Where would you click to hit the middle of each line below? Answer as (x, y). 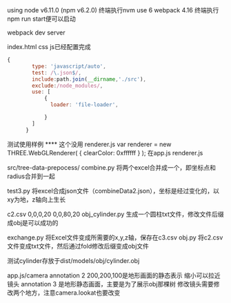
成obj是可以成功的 (33, 222)
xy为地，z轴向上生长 (37, 199)
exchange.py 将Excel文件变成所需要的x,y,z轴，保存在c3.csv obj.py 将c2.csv (115, 237)
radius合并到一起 (31, 176)
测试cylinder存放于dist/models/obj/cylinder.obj (73, 260)
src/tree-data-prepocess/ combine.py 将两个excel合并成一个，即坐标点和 (111, 167)
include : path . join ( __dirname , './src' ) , (89, 79)
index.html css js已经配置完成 (49, 47)
